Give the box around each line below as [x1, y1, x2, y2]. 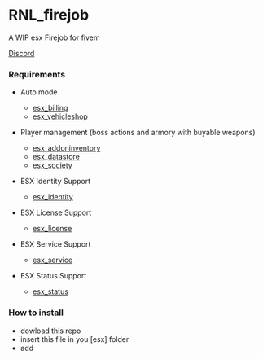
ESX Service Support [20, 239, 91, 249]
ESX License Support [20, 208, 92, 217]
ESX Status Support [20, 271, 87, 281]
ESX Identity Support [20, 177, 91, 186]
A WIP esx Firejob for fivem [8, 33, 100, 42]
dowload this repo [20, 326, 81, 335]
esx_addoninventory [32, 143, 101, 153]
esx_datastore [32, 152, 80, 162]
